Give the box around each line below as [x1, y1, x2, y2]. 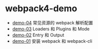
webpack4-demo [5, 3, 78, 14]
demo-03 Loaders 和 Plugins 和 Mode [12, 25, 90, 32]
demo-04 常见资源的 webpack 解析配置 [12, 20, 93, 25]
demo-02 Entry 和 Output [12, 32, 64, 38]
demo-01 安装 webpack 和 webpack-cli [12, 38, 93, 44]
